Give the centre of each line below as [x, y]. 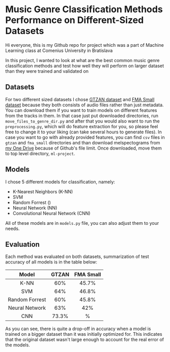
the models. [18, 345]
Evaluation [22, 244]
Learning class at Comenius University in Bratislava [59, 50]
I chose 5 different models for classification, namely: [60, 182]
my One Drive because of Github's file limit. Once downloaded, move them [83, 148]
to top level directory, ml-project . [40, 153]
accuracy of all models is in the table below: [51, 262]
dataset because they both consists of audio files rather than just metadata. [84, 105]
